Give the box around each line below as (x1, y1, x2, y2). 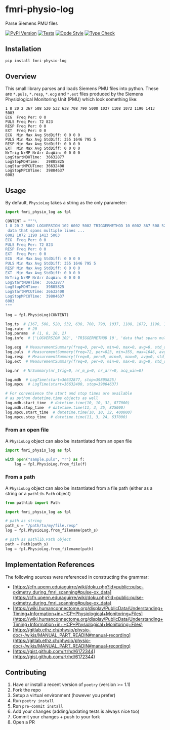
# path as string (5, 519, 42, 524)
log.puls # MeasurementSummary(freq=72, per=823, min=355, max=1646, (5, 350, 157, 355)
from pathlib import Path (5, 500, 60, 505)
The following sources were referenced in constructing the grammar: (5, 574, 149, 580)
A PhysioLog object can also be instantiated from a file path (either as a (5, 485, 153, 491)
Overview (5, 72, 37, 81)
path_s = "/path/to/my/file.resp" (5, 523, 78, 528)
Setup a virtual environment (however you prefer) (12, 692, 116, 699)
